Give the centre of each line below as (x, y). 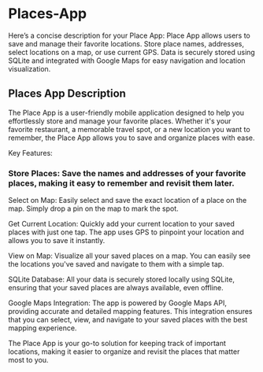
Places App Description (67, 94)
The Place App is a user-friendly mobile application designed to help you (126, 112)
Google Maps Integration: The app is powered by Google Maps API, (117, 303)
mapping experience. (43, 328)
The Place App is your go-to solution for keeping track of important (117, 344)
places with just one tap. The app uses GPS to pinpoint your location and (126, 232)
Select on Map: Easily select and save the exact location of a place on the (128, 201)
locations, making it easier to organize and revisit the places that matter (124, 352)
